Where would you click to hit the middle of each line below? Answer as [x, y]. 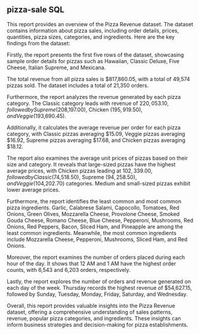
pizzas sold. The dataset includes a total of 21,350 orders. [78, 85]
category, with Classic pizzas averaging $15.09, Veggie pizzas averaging [96, 134]
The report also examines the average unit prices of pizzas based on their [97, 158]
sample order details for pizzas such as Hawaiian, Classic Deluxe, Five [93, 61]
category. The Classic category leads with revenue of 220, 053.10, [88, 103]
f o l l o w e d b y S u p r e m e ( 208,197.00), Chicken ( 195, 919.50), [75, 109]
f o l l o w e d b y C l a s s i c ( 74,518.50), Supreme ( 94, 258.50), [72, 177]
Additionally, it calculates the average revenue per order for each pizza [94, 127]
